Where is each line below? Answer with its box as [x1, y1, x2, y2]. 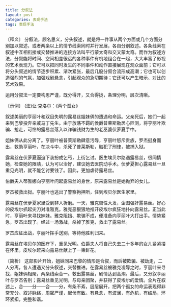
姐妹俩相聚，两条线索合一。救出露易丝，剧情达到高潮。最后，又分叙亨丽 [14, 271, 166, 277]
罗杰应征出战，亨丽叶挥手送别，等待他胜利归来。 [5, 230, 108, 236]
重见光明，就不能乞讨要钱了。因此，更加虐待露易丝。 [5, 167, 117, 174]
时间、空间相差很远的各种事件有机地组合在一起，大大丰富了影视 [32, 56, 166, 62]
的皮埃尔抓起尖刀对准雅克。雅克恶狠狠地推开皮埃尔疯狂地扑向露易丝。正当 [5, 206, 161, 212]
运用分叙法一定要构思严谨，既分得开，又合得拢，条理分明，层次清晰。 [5, 92, 153, 98]
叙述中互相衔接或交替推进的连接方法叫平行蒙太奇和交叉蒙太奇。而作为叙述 [5, 49, 161, 55]
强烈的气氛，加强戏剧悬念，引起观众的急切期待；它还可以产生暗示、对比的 [9, 75, 166, 81]
